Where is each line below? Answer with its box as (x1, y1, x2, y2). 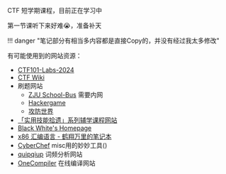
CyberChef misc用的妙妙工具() (17, 141, 108, 149)
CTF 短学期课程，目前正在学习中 (7, 6, 103, 14)
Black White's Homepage (17, 124, 92, 132)
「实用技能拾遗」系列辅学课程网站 (17, 116, 118, 124)
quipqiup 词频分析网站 (17, 150, 83, 158)
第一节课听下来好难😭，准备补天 (7, 21, 102, 30)
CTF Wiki (17, 73, 45, 82)
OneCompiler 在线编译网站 (17, 159, 96, 167)
